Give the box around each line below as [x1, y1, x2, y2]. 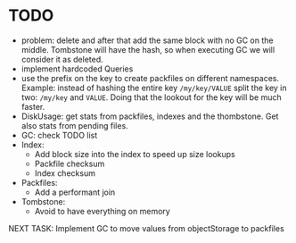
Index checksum [34, 167, 95, 179]
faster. [21, 101, 45, 112]
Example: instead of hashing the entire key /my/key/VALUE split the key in [21, 82, 287, 93]
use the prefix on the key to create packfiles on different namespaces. [21, 72, 280, 83]
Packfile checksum [34, 158, 105, 169]
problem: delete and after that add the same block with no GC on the [21, 35, 274, 46]
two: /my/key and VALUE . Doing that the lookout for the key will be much [21, 91, 282, 103]
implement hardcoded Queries [21, 63, 134, 74]
